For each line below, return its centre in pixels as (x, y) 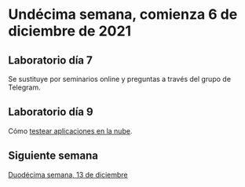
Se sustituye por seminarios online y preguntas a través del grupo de (120, 79)
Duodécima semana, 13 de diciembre (68, 174)
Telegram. (24, 87)
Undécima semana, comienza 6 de (123, 15)
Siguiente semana (53, 156)
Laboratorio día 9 (51, 112)
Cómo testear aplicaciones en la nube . (70, 130)
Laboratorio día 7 (50, 60)
